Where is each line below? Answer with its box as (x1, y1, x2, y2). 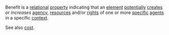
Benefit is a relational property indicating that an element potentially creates (5, 4, 163, 10)
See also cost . (5, 24, 35, 30)
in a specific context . (5, 15, 49, 20)
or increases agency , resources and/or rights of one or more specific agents (5, 9, 164, 15)
